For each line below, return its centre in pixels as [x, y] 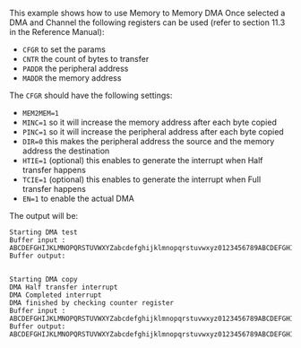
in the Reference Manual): [57, 32]
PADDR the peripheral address [75, 68]
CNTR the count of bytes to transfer [86, 59]
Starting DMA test [43, 232]
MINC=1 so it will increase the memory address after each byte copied [150, 122]
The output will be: [44, 216]
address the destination [66, 151]
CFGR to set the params [64, 49]
